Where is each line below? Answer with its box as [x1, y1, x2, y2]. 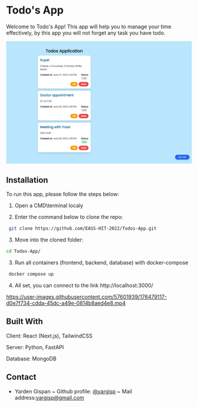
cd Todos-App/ [6, 249, 41, 254]
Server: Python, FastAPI [6, 343, 64, 350]
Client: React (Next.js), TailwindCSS [6, 332, 93, 339]
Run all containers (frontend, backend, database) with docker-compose [14, 259, 189, 266]
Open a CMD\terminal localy [14, 202, 84, 209]
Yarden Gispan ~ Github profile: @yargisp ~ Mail [14, 388, 133, 395]
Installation [6, 175, 48, 186]
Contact [6, 372, 37, 382]
